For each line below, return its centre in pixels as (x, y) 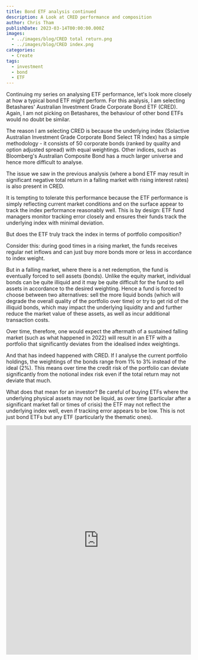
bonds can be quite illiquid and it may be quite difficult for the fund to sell (95, 282)
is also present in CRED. (35, 186)
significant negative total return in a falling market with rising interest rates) (98, 180)
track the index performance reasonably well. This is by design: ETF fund (95, 210)
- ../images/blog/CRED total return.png (62, 39)
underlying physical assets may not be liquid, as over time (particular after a (98, 398)
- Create (22, 56)
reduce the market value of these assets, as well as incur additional (88, 314)
